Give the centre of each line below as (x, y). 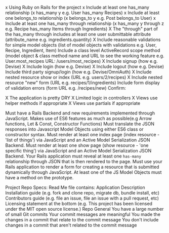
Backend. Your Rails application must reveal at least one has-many (73, 156)
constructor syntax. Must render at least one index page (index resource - (82, 134)
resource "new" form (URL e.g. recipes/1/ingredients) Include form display (83, 83)
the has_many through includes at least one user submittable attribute (78, 34)
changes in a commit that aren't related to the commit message (71, 225)
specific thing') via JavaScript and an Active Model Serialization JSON (78, 151)
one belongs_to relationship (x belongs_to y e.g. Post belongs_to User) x (80, 18)
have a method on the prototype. (39, 178)
